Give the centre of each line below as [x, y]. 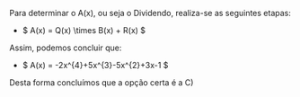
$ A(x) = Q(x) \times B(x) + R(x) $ [84, 30]
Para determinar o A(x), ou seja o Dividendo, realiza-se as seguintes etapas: [150, 13]
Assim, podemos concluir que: [66, 48]
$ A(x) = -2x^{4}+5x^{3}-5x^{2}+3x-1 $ [95, 65]
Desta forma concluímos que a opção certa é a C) [101, 83]
